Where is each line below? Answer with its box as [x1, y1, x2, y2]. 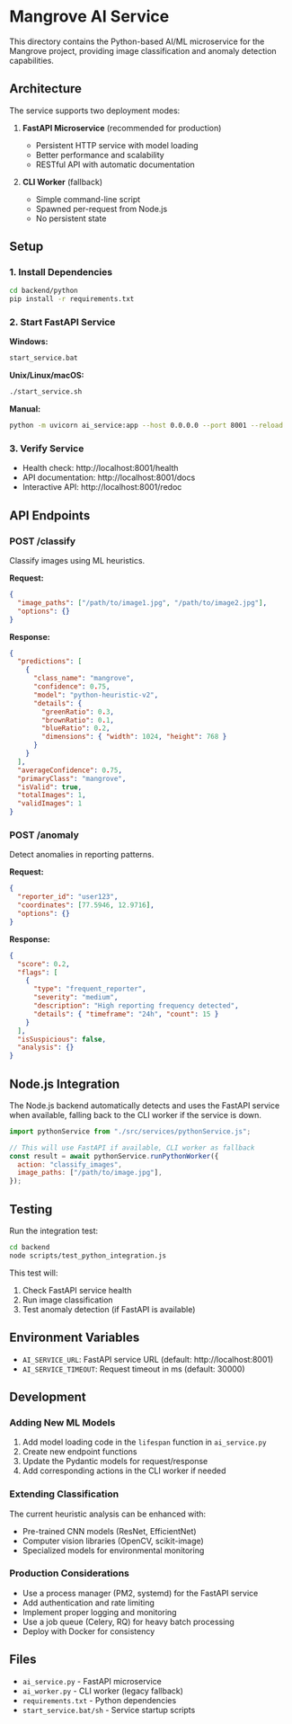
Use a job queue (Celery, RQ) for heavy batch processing [22, 1616, 235, 1627]
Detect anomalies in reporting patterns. [9, 849, 155, 860]
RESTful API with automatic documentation [35, 159, 195, 170]
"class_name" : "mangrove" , [32, 674, 135, 683]
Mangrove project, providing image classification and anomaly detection [9, 45, 277, 56]
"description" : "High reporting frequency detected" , [32, 1001, 240, 1010]
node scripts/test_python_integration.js [9, 1251, 167, 1260]
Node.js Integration [9, 1076, 120, 1091]
